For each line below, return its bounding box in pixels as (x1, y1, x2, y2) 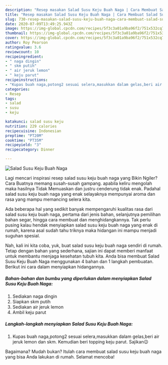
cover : (5, 36, 19, 41)
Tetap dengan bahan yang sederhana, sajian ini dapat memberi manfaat (5, 248, 153, 254)
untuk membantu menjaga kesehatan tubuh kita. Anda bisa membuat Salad (5, 253, 160, 259)
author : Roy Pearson (5, 40, 48, 45)
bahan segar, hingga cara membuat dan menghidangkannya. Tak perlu (5, 217, 151, 222)
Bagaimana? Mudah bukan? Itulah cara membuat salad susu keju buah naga (5, 348, 161, 354)
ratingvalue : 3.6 (5, 45, 41, 50)
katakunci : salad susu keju (5, 119, 64, 124)
